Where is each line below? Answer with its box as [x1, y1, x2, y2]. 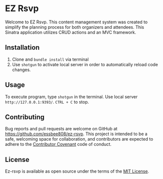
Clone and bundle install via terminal [12, 56, 89, 62]
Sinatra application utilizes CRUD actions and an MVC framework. [5, 29, 137, 35]
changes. [12, 67, 31, 72]
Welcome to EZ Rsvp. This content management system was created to [5, 19, 148, 25]
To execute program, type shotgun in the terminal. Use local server [5, 93, 138, 100]
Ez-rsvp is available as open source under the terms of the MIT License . [5, 168, 149, 174]
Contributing [5, 113, 45, 121]
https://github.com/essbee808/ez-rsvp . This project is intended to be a [5, 131, 148, 137]
